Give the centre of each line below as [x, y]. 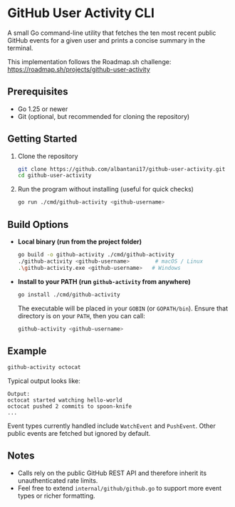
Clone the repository [48, 156]
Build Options [38, 225]
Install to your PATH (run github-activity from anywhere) [104, 281]
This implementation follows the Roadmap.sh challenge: [89, 61]
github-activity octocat [44, 367]
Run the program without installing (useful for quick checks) [106, 189]
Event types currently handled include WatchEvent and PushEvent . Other [111, 426]
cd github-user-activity [54, 176]
